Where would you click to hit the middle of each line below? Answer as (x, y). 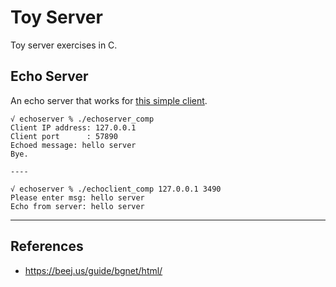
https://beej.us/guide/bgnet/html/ (93, 270)
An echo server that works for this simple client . (109, 100)
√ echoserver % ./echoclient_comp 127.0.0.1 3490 (116, 189)
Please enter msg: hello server (77, 197)
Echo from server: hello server (77, 206)
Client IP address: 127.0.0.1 (73, 127)
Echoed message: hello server (73, 145)
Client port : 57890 (64, 136)
